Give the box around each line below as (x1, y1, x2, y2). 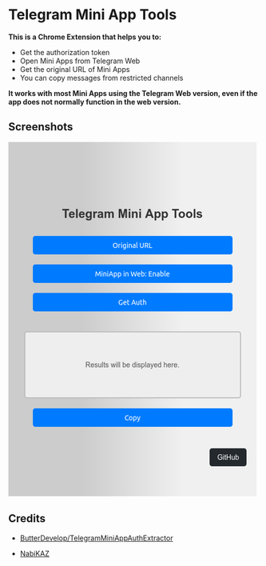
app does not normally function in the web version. (8, 97, 181, 106)
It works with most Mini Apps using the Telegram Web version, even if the (8, 88, 258, 98)
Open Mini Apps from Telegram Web (19, 56, 141, 66)
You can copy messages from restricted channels (19, 73, 184, 82)
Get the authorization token (19, 47, 110, 57)
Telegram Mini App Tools (8, 6, 177, 24)
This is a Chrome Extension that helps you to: (8, 32, 162, 42)
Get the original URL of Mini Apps (19, 64, 130, 74)
